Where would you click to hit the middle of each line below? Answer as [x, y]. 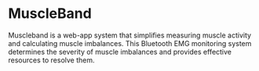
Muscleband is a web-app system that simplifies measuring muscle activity [130, 35]
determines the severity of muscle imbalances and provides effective [120, 51]
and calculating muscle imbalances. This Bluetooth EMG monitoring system [130, 43]
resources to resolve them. [52, 60]
